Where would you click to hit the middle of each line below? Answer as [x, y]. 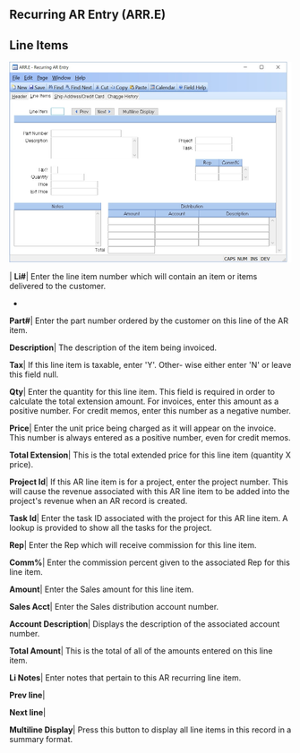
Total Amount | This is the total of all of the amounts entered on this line [141, 650]
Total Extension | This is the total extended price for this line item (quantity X [150, 455]
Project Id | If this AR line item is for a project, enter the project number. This [149, 482]
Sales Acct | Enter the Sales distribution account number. [114, 606]
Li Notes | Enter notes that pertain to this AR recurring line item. [125, 677]
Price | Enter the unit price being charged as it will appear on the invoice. [143, 428]
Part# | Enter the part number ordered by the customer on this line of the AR [149, 321]
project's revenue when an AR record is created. [99, 501]
